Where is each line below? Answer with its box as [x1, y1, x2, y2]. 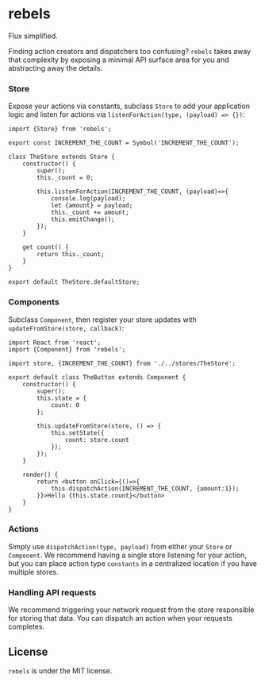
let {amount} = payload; [50, 202, 133, 210]
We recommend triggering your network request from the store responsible [8, 605, 255, 614]
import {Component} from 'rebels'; [8, 345, 126, 354]
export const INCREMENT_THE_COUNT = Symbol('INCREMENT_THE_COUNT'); [8, 139, 240, 147]
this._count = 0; [36, 174, 94, 182]
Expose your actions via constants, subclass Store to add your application [8, 101, 251, 111]
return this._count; [36, 250, 105, 258]
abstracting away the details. [8, 63, 103, 72]
